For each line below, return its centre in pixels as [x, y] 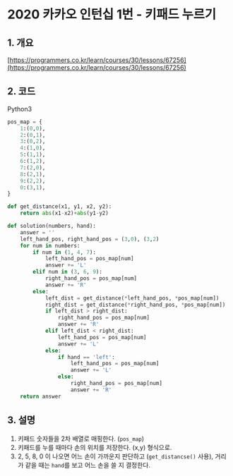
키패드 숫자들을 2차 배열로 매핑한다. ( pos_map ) [81, 439]
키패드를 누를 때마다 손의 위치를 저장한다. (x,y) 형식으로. [95, 447]
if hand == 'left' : [86, 357]
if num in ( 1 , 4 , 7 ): [65, 252]
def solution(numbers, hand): [52, 226]
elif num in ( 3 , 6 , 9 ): [67, 272]
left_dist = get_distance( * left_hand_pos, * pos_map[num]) [132, 298]
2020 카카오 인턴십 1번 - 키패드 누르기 [112, 14]
